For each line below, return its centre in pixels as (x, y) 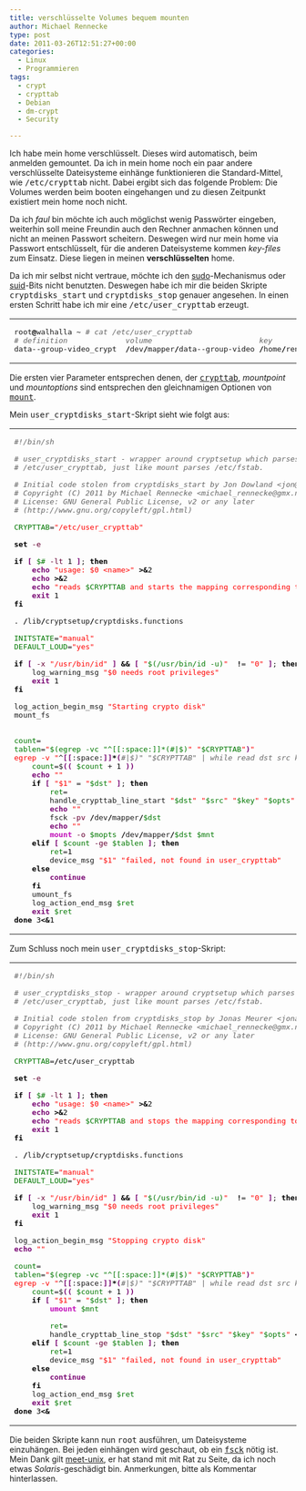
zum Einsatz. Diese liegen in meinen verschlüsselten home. (122, 258)
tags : (20, 77)
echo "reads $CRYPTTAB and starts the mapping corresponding (161, 587)
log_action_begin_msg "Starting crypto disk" (110, 707)
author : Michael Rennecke (58, 26)
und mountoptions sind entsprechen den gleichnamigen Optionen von (141, 387)
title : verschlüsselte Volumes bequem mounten (99, 18)
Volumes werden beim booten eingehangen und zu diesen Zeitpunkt (138, 192)
